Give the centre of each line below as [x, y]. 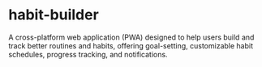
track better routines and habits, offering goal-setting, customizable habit [131, 45]
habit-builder [54, 15]
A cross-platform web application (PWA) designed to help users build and [131, 37]
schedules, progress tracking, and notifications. [88, 54]
